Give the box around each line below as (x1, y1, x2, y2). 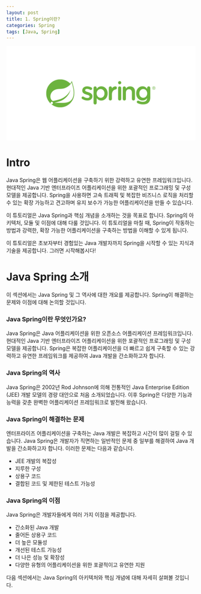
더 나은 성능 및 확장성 (14, 554, 65, 561)
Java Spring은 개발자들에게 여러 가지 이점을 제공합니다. (6, 511, 137, 518)
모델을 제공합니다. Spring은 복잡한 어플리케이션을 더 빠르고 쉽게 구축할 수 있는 (6, 345, 189, 352)
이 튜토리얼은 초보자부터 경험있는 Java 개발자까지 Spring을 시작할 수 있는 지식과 (6, 240, 194, 247)
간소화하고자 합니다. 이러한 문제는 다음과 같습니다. (17, 445, 134, 452)
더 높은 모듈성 (14, 539, 47, 546)
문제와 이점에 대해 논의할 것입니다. (6, 298, 86, 306)
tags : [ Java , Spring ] (6, 29, 61, 35)
